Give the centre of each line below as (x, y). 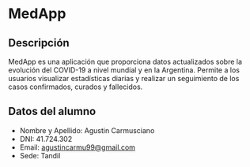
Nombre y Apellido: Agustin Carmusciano (87, 130)
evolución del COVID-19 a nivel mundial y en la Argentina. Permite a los (124, 70)
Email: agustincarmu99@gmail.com (78, 147)
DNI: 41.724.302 (46, 139)
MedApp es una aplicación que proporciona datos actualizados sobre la (125, 61)
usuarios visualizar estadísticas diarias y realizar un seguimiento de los (124, 78)
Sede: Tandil (40, 155)
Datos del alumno (52, 111)
